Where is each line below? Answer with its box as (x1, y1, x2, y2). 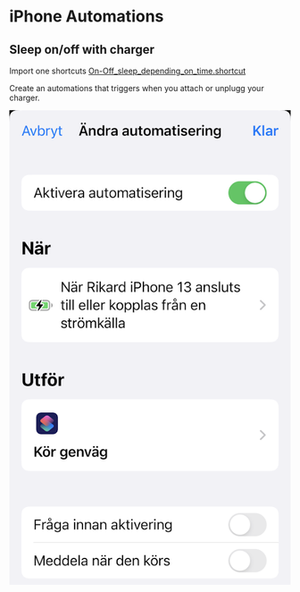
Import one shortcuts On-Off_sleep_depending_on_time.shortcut (9, 65, 246, 76)
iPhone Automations (9, 6, 164, 27)
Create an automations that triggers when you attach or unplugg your (9, 83, 265, 93)
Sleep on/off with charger (9, 42, 154, 57)
